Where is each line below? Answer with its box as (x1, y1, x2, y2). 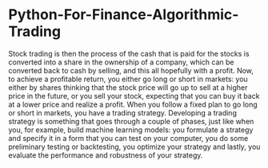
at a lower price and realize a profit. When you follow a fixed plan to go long (8, 100, 258, 109)
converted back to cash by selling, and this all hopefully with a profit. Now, (8, 65, 254, 75)
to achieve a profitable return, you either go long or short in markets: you (8, 74, 248, 84)
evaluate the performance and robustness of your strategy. (8, 150, 203, 160)
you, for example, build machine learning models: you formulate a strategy (8, 125, 254, 135)
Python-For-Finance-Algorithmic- (8, 6, 239, 24)
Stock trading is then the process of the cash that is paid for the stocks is (8, 49, 250, 58)
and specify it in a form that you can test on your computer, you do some (8, 133, 249, 143)
